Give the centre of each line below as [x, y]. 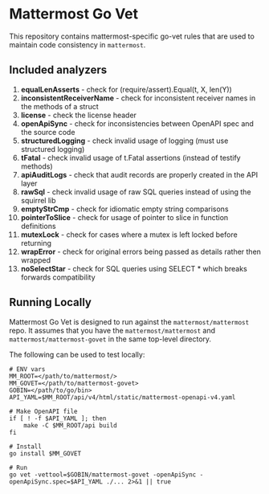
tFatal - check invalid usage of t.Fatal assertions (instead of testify [130, 157]
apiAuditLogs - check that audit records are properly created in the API [139, 174]
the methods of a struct [59, 106]
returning [36, 243]
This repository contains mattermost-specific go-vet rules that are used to [132, 36]
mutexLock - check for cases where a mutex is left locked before [129, 235]
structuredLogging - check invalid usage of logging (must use [124, 141]
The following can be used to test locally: [77, 354]
